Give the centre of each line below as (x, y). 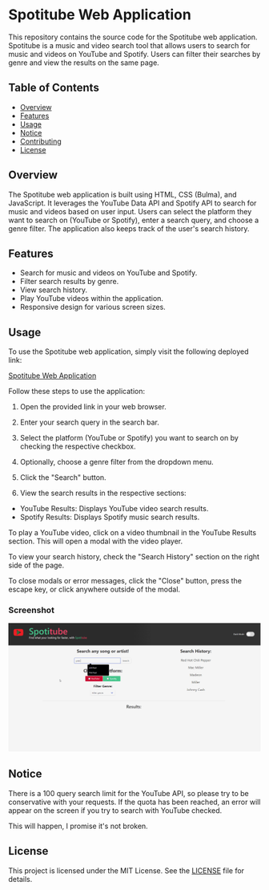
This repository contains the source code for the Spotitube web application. (133, 37)
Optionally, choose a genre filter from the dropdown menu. (116, 462)
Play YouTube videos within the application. (92, 299)
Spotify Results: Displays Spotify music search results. (110, 517)
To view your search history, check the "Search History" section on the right (134, 557)
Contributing (40, 141)
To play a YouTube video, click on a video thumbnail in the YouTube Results (132, 533)
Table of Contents (54, 88)
